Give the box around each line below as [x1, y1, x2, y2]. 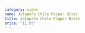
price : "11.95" [4, 20, 36, 26]
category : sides [4, 7, 38, 12]
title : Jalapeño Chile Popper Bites [4, 16, 80, 21]
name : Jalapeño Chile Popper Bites [4, 12, 78, 16]
